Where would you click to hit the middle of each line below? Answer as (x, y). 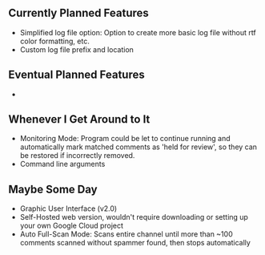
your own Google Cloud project (72, 226)
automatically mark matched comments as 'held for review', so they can (139, 147)
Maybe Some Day (53, 189)
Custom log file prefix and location (77, 49)
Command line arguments (62, 164)
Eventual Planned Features (77, 75)
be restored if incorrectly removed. (77, 156)
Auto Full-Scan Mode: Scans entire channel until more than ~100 (126, 234)
